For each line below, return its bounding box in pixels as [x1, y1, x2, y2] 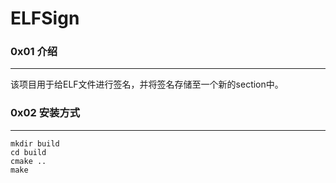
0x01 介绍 [10, 45, 58, 59]
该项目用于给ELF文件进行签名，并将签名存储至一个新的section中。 [10, 78, 284, 91]
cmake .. [10, 156, 47, 166]
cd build [10, 147, 47, 157]
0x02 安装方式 [10, 106, 81, 120]
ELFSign [10, 7, 80, 30]
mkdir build [10, 138, 60, 149]
